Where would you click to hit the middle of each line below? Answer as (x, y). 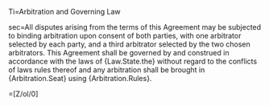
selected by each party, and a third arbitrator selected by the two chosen (130, 44)
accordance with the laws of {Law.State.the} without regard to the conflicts (133, 61)
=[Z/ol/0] (23, 94)
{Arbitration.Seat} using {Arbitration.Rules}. (80, 78)
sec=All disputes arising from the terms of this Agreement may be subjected (135, 27)
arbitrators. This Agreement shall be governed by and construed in (119, 53)
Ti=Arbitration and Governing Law (64, 12)
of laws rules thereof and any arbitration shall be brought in (107, 70)
